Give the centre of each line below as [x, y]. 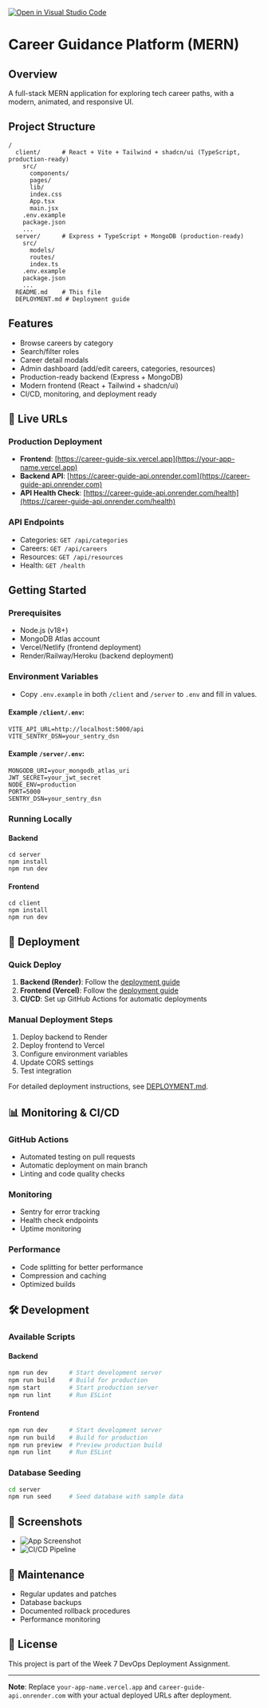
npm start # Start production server [83, 1388]
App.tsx [42, 201]
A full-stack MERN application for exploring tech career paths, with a [121, 93]
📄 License [33, 1644]
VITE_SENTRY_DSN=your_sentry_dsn [64, 736]
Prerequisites [35, 613]
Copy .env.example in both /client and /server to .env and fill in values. [138, 694]
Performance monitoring [60, 1619]
